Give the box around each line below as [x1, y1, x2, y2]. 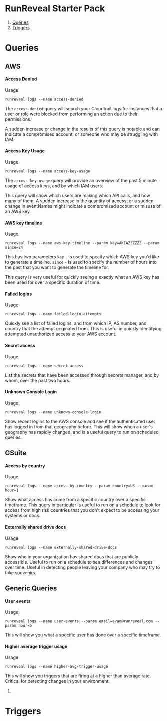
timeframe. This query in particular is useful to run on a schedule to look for [5, 502, 161, 508]
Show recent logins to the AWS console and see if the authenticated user [5, 418, 156, 424]
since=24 [5, 245, 23, 250]
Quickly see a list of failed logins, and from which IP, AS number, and [5, 320, 147, 326]
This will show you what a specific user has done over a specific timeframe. [5, 632, 161, 638]
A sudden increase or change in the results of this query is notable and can [5, 126, 160, 132]
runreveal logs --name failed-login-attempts [5, 312, 101, 317]
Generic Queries [5, 584, 57, 592]
